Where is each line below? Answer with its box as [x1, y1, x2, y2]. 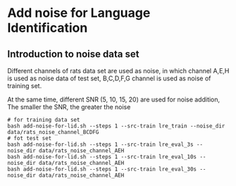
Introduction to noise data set [7, 48, 139, 60]
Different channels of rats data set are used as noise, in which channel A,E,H [7, 67, 230, 75]
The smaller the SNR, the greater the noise [7, 103, 131, 111]
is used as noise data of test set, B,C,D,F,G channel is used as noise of [7, 74, 211, 82]
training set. [7, 82, 42, 89]
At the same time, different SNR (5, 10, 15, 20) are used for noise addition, [7, 95, 221, 104]
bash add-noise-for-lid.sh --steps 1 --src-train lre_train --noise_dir [7, 123, 225, 130]
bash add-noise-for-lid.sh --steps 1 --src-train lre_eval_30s [7, 166, 197, 173]
